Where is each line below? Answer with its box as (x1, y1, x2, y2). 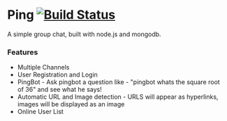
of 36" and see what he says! (17, 86, 103, 94)
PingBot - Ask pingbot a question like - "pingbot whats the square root (17, 78, 220, 86)
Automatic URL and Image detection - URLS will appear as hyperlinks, (17, 92, 219, 101)
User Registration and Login (17, 70, 98, 79)
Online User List (17, 108, 64, 116)
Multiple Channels (17, 63, 70, 72)
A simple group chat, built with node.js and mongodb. (7, 30, 162, 38)
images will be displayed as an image (17, 100, 125, 108)
